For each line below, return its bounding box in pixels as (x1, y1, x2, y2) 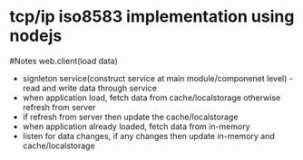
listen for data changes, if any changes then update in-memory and (22, 130, 275, 141)
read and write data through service (22, 82, 157, 93)
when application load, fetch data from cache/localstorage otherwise (22, 92, 281, 103)
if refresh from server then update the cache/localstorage (22, 111, 239, 122)
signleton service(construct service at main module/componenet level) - (22, 72, 293, 83)
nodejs (9, 25, 63, 46)
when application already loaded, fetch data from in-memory (22, 120, 251, 132)
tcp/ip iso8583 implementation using (9, 6, 295, 27)
